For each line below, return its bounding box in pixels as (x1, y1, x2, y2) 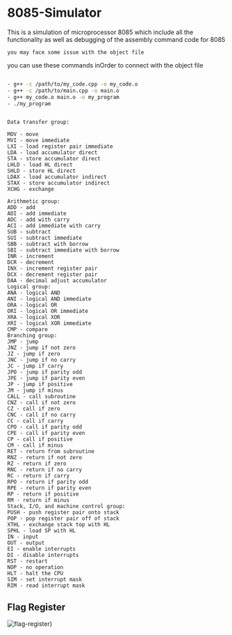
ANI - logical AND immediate (7, 296, 92, 303)
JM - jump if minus (7, 387, 64, 395)
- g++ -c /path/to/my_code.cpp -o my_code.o (7, 80, 138, 88)
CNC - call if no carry (7, 411, 76, 419)
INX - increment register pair (7, 265, 98, 273)
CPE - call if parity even (7, 430, 85, 437)
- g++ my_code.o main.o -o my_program (7, 93, 119, 100)
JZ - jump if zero (7, 351, 60, 358)
